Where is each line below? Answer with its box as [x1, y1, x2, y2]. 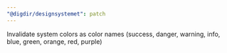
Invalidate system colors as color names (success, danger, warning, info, [6, 30, 221, 38]
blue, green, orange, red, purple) [6, 37, 102, 46]
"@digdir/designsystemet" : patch [6, 10, 106, 18]
